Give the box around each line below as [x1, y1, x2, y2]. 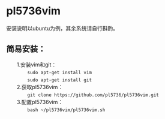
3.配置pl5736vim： [16, 98, 64, 105]
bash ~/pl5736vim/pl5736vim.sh [27, 106, 106, 113]
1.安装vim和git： [16, 61, 57, 68]
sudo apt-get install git [27, 77, 92, 83]
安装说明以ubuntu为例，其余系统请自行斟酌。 [6, 25, 119, 32]
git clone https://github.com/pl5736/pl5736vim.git [27, 91, 159, 98]
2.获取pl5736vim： [16, 83, 64, 90]
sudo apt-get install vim [27, 69, 92, 75]
